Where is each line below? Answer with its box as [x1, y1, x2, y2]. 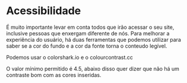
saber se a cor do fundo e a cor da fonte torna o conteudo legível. [6, 42, 167, 49]
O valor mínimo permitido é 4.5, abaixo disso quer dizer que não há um [6, 65, 180, 72]
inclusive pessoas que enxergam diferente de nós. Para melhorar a [6, 29, 170, 36]
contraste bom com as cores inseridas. [6, 71, 102, 78]
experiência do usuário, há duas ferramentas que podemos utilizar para [6, 36, 181, 43]
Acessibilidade [6, 4, 81, 18]
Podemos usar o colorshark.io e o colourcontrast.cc [6, 54, 134, 61]
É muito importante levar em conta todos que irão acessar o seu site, [6, 24, 175, 31]
